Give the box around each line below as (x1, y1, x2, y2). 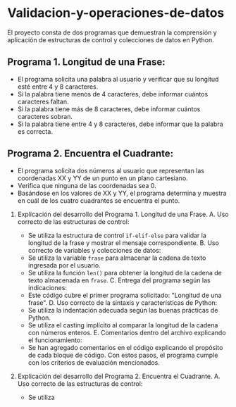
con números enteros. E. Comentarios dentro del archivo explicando (27, 328, 227, 337)
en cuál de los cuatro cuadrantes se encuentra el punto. (17, 196, 180, 205)
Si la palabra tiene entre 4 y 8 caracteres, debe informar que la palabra (17, 120, 223, 128)
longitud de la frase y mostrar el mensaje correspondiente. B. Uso (27, 238, 220, 247)
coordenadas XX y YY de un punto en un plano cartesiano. (17, 174, 188, 182)
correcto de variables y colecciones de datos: (27, 246, 161, 254)
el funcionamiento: (27, 336, 82, 344)
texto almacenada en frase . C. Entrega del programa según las (27, 276, 211, 284)
